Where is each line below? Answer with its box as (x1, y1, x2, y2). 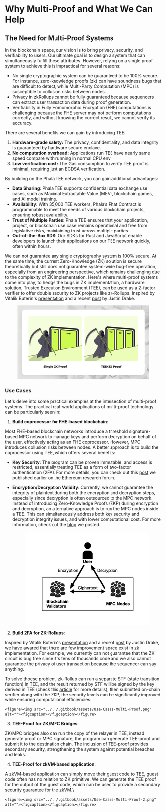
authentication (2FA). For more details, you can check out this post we (12, 469, 156, 475)
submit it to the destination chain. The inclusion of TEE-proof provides (5, 741, 149, 747)
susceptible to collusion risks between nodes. (12, 89, 106, 94)
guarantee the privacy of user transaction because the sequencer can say (5, 661, 157, 667)
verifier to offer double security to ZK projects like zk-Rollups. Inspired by (5, 290, 155, 296)
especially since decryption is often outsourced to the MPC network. (12, 495, 153, 501)
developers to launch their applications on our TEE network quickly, (12, 238, 151, 244)
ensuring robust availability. (12, 212, 69, 218)
